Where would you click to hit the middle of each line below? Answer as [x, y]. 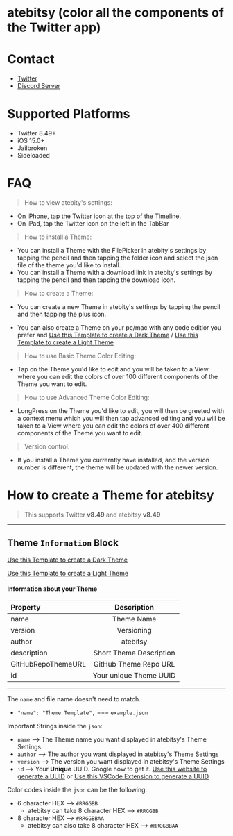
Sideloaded [33, 156]
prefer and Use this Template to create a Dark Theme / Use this [108, 335]
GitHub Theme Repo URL [134, 664]
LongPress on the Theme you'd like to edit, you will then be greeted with [121, 411]
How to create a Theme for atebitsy [111, 495]
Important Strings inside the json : [55, 726]
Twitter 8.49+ [37, 133]
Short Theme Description [134, 653]
